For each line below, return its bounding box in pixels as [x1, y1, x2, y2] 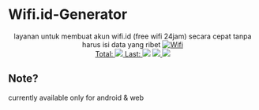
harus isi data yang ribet [81, 39, 161, 49]
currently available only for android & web [8, 93, 145, 102]
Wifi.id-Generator [8, 5, 128, 24]
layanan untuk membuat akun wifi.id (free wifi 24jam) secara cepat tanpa [13, 31, 252, 41]
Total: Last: [95, 49, 141, 58]
